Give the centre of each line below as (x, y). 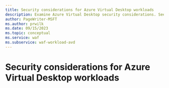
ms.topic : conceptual (28, 33)
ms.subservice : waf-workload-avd (40, 42)
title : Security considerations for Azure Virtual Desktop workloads (80, 10)
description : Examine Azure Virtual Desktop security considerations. (81, 14)
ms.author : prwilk (24, 24)
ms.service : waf (22, 38)
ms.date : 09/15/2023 (27, 28)
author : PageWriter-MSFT (31, 19)
